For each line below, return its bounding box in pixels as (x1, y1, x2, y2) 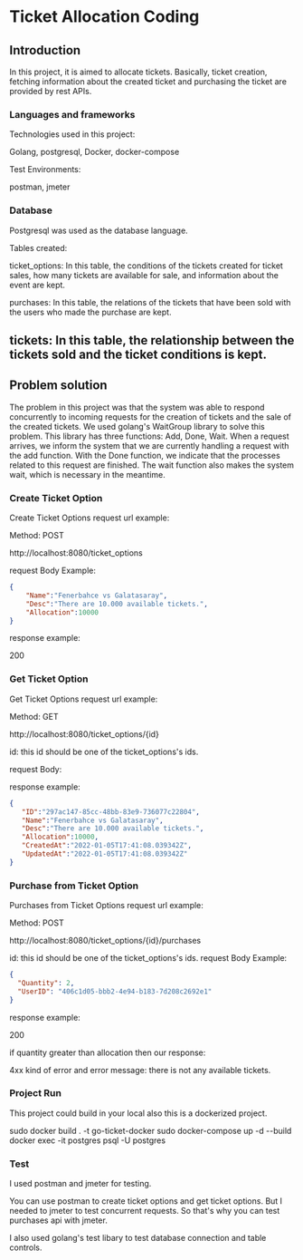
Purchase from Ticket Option (9, 879, 139, 892)
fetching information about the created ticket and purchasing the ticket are (9, 76, 288, 87)
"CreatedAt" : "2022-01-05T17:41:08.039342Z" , (21, 841, 193, 850)
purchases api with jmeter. (9, 1215, 109, 1226)
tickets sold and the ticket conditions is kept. (9, 346, 268, 362)
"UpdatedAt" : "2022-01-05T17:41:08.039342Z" (21, 849, 188, 858)
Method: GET (9, 711, 59, 722)
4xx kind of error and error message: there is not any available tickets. (9, 1064, 271, 1075)
